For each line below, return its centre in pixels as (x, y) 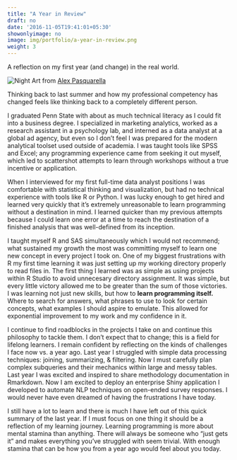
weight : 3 (22, 47)
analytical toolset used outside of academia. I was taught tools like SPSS (113, 145)
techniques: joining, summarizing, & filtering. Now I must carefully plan (110, 360)
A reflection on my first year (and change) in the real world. (93, 67)
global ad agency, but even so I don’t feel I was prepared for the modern (112, 138)
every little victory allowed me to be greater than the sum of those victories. (117, 286)
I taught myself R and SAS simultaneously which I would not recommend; (114, 241)
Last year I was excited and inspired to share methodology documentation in (118, 375)
